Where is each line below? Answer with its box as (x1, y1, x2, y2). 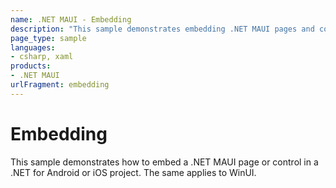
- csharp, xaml (10, 52, 74, 62)
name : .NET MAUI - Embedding (10, 14, 132, 25)
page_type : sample (10, 33, 87, 43)
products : (10, 61, 52, 71)
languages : (10, 42, 56, 53)
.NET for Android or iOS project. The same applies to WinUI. (10, 166, 257, 178)
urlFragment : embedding (10, 80, 110, 90)
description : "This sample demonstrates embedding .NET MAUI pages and (10, 24, 315, 34)
